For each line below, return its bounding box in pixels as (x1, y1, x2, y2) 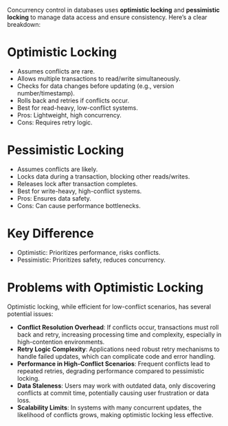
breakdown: (7, 21, 41, 28)
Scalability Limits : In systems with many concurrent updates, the (16, 403, 203, 412)
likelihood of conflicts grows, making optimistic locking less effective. (16, 410, 214, 418)
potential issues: (7, 309, 54, 318)
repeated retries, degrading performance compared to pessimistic (16, 367, 205, 375)
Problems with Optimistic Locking (7, 280, 204, 295)
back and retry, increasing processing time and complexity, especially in (16, 330, 222, 339)
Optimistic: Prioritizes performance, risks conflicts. (16, 248, 161, 256)
